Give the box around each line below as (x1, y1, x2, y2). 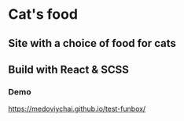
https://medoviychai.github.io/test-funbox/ (8, 104, 146, 114)
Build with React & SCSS (8, 62, 130, 76)
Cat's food (8, 5, 79, 23)
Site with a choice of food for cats (8, 37, 177, 50)
